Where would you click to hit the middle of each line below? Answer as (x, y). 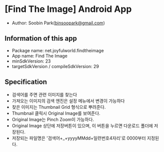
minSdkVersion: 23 (31, 61)
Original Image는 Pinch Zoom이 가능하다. (53, 119)
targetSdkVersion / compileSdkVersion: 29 (55, 66)
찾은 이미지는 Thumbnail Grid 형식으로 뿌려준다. (59, 107)
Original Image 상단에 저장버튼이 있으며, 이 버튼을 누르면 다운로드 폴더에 (82, 126)
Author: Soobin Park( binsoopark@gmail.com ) (58, 23)
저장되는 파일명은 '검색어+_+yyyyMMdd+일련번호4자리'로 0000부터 (79, 138)
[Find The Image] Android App (68, 9)
